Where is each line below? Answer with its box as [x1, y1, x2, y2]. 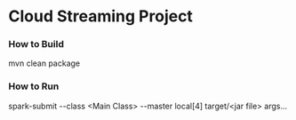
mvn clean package [8, 58, 81, 68]
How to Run [8, 80, 60, 92]
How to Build [8, 38, 64, 51]
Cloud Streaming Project [8, 6, 193, 27]
